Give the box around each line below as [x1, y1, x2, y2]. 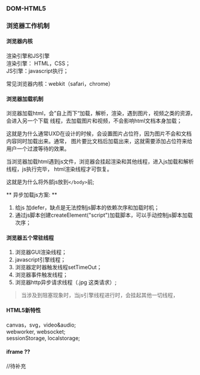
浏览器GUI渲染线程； [14, 249, 67, 256]
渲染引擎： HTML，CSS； [6, 60, 71, 67]
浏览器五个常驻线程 [6, 234, 54, 241]
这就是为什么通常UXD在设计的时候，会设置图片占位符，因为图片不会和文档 [6, 130, 192, 137]
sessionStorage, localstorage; [6, 334, 80, 342]
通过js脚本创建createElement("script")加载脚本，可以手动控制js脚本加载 [14, 211, 193, 219]
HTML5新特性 [6, 307, 41, 314]
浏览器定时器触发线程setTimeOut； [14, 264, 102, 271]
